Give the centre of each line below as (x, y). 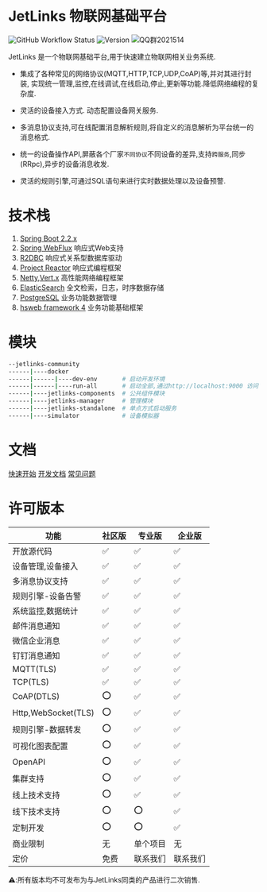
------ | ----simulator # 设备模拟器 (83, 415)
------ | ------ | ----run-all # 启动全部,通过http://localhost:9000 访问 (133, 386)
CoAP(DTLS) (36, 697)
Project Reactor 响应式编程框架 (70, 268)
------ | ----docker (39, 371)
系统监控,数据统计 (45, 611)
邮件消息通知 (37, 626)
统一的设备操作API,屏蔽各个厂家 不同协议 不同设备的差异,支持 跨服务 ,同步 (133, 154)
